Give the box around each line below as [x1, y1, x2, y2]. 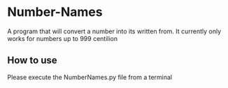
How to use [7, 55, 57, 67]
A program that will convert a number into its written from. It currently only [7, 27, 222, 35]
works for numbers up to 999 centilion [7, 34, 118, 42]
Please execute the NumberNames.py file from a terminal [7, 73, 173, 81]
